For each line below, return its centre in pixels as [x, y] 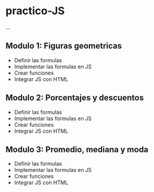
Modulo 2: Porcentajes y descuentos [75, 98]
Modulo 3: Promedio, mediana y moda [77, 149]
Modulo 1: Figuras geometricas [64, 46]
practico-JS [35, 11]
